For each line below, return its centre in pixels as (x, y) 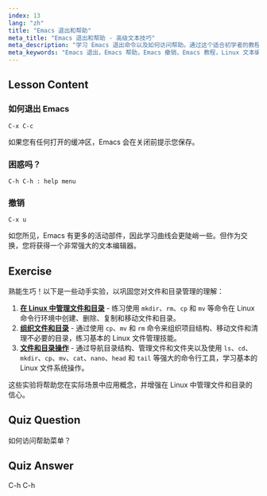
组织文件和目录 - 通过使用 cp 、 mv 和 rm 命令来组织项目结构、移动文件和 (135, 328)
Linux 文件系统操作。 (54, 368)
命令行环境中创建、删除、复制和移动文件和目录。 (100, 318)
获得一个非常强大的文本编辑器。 (88, 246)
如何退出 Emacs (39, 109)
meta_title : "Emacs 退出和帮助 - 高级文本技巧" (82, 38)
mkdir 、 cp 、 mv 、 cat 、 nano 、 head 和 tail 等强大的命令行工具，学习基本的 (139, 358)
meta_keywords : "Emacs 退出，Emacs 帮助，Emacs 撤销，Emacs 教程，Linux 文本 (132, 53)
